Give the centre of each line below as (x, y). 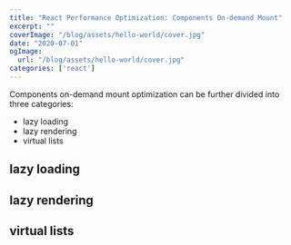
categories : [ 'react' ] (52, 69)
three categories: (42, 103)
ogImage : (26, 52)
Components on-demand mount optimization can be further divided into (145, 94)
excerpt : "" (32, 26)
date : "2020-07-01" (46, 43)
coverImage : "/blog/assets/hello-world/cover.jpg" (107, 34)
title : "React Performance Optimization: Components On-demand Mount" (146, 18)
